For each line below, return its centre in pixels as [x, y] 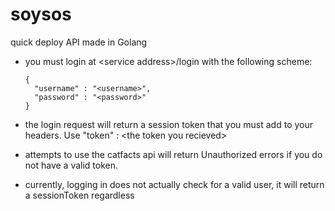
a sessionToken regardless [79, 195]
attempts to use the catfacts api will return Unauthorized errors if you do [173, 154]
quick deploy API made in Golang [79, 42]
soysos [41, 14]
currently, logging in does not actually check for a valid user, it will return [174, 184]
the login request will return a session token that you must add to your [169, 124]
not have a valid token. [71, 165]
